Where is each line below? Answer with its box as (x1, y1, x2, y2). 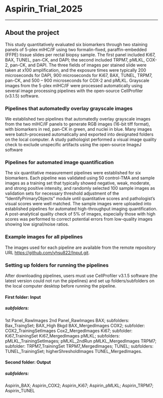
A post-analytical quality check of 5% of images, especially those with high (5, 211, 156, 217)
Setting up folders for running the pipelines (5, 261, 109, 268)
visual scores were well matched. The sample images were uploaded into (5, 201, 152, 207)
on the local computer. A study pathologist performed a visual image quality (5, 137, 157, 142)
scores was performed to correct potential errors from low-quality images (5, 216, 153, 222)
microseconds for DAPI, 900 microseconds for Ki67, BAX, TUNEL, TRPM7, (5, 72, 153, 78)
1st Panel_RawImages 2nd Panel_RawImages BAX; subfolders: (5, 317, 130, 323)
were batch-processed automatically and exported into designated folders (5, 132, 154, 138)
